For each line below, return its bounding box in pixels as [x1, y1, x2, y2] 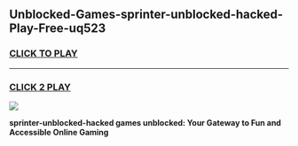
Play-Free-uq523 [9, 21, 106, 36]
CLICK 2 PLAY [9, 81, 71, 93]
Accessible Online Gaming [9, 127, 109, 137]
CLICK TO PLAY [9, 48, 78, 60]
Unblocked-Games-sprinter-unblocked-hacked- [9, 7, 284, 22]
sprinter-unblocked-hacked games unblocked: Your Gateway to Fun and [9, 117, 282, 127]
